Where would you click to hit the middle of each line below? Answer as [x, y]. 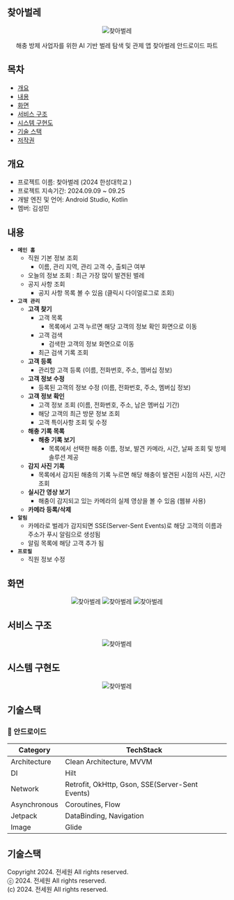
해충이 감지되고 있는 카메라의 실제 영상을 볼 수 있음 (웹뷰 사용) [122, 501]
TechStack [144, 750]
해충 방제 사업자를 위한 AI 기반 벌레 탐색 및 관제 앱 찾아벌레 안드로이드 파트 [117, 45]
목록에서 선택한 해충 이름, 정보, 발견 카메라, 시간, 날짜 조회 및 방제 [137, 449]
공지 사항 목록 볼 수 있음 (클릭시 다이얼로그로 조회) [106, 293]
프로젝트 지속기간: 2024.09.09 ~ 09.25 [71, 191]
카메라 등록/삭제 [49, 510]
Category [34, 750]
